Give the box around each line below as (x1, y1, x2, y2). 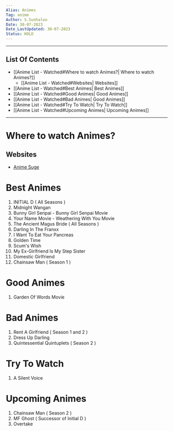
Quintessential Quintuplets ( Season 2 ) (13, 340, 97, 346)
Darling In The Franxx (13, 226, 59, 232)
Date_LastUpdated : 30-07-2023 (6, 27, 71, 32)
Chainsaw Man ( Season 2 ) (13, 409, 72, 416)
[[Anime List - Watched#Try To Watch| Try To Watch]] (13, 101, 128, 108)
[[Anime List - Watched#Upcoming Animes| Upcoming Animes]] (13, 107, 149, 113)
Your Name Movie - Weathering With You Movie (13, 215, 115, 221)
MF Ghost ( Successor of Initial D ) (13, 415, 86, 421)
